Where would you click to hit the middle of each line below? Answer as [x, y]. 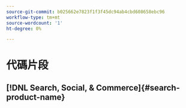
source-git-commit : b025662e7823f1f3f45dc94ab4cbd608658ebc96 [85, 12]
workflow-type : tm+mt [33, 17]
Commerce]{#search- [138, 88]
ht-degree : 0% [24, 28]
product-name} [36, 97]
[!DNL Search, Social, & [50, 88]
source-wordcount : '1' [34, 23]
